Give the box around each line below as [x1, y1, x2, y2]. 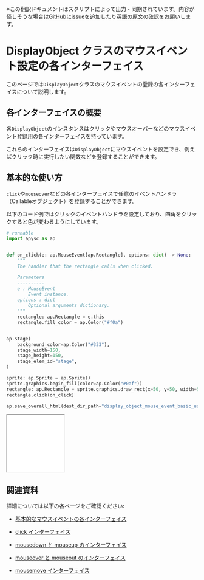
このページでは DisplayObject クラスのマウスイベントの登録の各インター [6, 80, 185, 88]
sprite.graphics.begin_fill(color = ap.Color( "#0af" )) [6, 381, 143, 387]
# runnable [6, 230, 34, 236]
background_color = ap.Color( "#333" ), [17, 341, 110, 348]
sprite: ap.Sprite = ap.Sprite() [6, 375, 91, 381]
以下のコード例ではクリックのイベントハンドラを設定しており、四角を [6, 210, 182, 218]
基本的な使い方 [6, 173, 63, 183]
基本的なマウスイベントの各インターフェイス [15, 516, 127, 523]
